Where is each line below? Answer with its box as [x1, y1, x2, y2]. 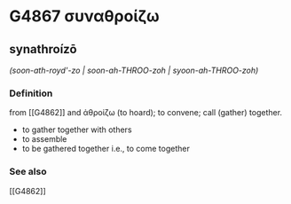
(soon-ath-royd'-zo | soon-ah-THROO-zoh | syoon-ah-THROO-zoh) [9, 65, 259, 75]
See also [9, 166, 47, 178]
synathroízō [9, 42, 77, 57]
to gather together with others [21, 124, 132, 135]
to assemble [21, 134, 67, 145]
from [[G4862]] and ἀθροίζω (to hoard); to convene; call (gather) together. [9, 107, 282, 118]
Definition [9, 87, 53, 99]
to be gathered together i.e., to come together [21, 144, 191, 154]
